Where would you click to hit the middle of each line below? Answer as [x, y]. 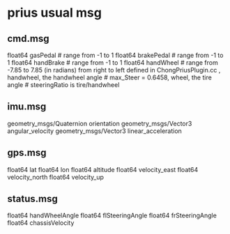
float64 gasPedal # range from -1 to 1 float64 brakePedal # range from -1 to [115, 55]
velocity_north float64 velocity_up [56, 177]
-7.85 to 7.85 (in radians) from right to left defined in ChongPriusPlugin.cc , [114, 70]
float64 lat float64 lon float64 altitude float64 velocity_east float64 [103, 169]
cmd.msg [28, 39]
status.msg [32, 199]
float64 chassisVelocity [41, 223]
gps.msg [27, 153]
